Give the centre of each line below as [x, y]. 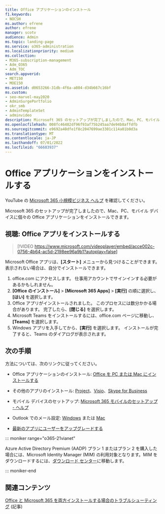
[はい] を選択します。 [34, 297]
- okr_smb [15, 106]
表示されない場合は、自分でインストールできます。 [57, 268]
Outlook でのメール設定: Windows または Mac [59, 418]
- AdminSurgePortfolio [28, 102]
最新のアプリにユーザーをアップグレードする [58, 429]
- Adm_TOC [15, 70]
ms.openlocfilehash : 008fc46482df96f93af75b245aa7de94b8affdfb [71, 124]
